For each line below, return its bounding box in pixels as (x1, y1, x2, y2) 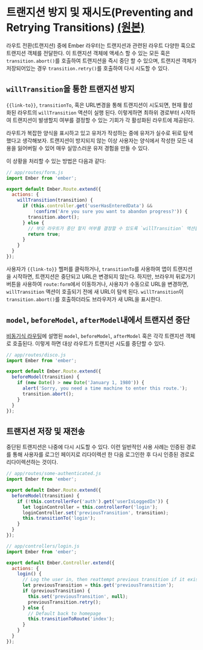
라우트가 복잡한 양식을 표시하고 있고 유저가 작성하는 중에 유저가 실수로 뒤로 (6, 129, 182, 136)
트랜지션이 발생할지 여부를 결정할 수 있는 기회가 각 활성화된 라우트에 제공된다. (12, 116, 195, 124)
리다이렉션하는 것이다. (6, 459, 59, 466)
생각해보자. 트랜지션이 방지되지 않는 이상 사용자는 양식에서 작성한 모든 (22, 137, 187, 144)
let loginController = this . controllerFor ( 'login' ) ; (22, 504, 158, 510)
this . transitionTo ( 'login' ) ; (22, 516, 96, 522)
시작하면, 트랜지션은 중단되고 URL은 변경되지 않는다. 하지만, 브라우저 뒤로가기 (12, 273, 195, 280)
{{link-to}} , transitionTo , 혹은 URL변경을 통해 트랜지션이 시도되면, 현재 (6, 101, 182, 108)
